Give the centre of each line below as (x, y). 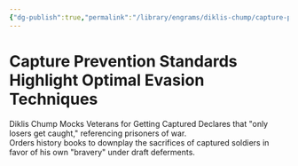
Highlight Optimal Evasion (107, 80)
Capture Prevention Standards (123, 61)
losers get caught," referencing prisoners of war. (98, 133)
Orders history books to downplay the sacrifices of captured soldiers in (139, 142)
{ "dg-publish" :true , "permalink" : (71, 17)
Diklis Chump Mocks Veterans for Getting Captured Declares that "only (139, 123)
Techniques (54, 99)
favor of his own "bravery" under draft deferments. (102, 152)
